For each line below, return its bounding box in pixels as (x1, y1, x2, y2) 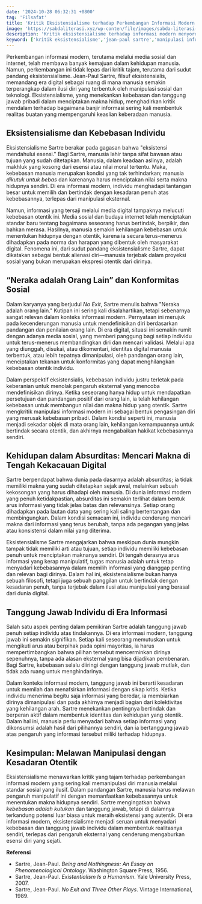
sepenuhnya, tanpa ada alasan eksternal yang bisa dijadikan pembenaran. (6, 655, 190, 663)
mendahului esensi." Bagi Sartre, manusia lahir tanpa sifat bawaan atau (6, 150, 182, 157)
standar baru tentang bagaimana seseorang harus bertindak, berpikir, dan (6, 219, 189, 226)
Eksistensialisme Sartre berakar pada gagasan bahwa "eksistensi (6, 144, 168, 151)
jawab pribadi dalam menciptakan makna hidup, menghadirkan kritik (6, 98, 176, 105)
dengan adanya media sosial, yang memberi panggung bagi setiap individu (6, 332, 192, 339)
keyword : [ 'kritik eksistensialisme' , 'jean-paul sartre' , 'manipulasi (6, 37, 185, 43)
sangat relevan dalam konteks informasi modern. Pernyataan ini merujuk (6, 313, 185, 320)
